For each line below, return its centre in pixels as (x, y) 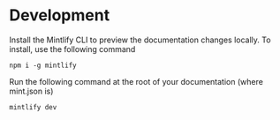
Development (60, 15)
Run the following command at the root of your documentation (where (136, 81)
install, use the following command (72, 49)
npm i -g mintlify (43, 65)
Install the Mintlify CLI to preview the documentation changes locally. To (140, 40)
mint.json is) (31, 91)
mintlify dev (33, 107)
